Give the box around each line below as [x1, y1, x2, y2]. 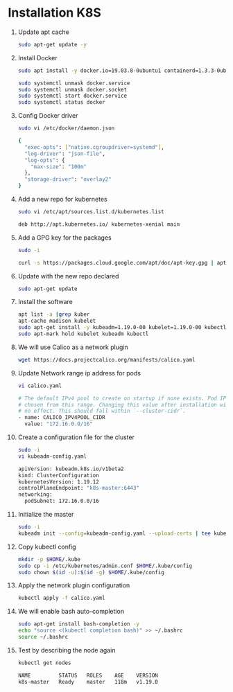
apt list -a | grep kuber [17, 311, 90, 318]
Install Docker [17, 53, 58, 62]
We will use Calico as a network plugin [17, 343, 128, 351]
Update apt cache [17, 28, 70, 36]
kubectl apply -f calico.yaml [17, 594, 106, 602]
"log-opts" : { [24, 157, 65, 163]
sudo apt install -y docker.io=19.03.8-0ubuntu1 [17, 67, 162, 74]
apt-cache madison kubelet [17, 317, 96, 325]
